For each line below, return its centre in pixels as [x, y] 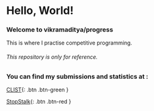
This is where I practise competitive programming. [69, 43]
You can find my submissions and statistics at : [77, 76]
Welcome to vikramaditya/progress [60, 30]
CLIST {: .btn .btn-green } [37, 90]
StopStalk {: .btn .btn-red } [39, 102]
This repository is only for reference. [52, 57]
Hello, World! [40, 11]
